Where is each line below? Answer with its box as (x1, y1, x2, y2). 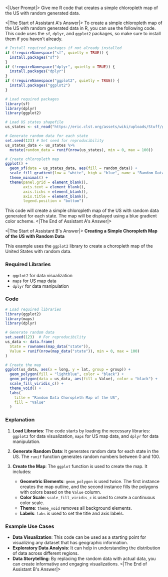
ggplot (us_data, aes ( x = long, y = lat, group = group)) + (5, 367, 131, 372)
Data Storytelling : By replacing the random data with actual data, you (12, 555, 156, 561)
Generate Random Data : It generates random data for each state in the (12, 448, 159, 454)
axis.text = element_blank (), (23, 184, 86, 189)
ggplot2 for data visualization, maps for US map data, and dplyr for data (12, 433, 159, 439)
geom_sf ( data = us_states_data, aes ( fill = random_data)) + (9, 166, 137, 171)
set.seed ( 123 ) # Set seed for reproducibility (5, 138, 104, 143)
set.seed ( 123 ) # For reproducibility (5, 334, 86, 340)
